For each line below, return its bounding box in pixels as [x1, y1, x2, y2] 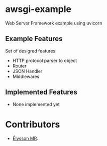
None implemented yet [12, 101, 60, 107]
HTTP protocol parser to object [12, 57, 77, 63]
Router [12, 62, 27, 68]
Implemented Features [5, 88, 78, 96]
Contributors [5, 118, 60, 130]
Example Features [5, 34, 63, 43]
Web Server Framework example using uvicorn [5, 20, 102, 26]
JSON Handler [12, 68, 43, 74]
